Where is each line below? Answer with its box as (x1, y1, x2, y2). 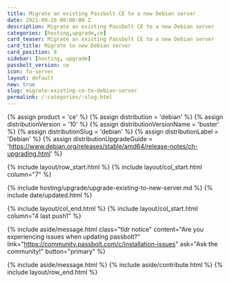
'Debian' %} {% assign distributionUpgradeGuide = (7, 135, 153, 143)
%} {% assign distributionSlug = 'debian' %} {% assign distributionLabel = (7, 127, 219, 136)
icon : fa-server (7, 68, 54, 75)
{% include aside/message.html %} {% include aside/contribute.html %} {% (7, 261, 223, 268)
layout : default (7, 74, 54, 82)
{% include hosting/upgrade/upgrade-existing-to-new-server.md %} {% (7, 184, 213, 192)
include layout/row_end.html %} (7, 268, 98, 276)
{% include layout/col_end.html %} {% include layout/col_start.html (7, 205, 198, 212)
